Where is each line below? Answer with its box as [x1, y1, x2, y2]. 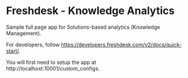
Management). [6, 29, 42, 36]
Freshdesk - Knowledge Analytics [6, 4, 175, 18]
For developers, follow [6, 41, 60, 48]
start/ [6, 47, 19, 54]
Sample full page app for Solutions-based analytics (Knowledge [6, 23, 160, 30]
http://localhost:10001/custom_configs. [6, 65, 100, 72]
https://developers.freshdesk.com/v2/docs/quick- [61, 41, 182, 48]
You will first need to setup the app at [6, 59, 97, 66]
